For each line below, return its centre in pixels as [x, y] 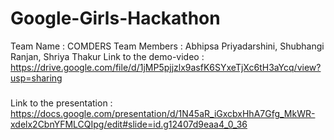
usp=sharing [36, 78]
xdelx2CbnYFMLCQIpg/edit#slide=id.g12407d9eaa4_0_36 [129, 124]
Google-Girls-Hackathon [115, 18]
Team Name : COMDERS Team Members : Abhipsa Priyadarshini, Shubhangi [167, 46]
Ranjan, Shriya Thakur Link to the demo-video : [107, 56]
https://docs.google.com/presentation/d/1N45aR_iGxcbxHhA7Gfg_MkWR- [163, 114]
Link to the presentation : [61, 103]
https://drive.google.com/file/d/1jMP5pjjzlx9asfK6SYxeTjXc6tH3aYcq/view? [166, 67]
